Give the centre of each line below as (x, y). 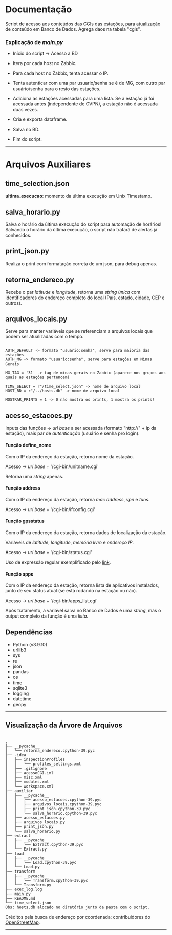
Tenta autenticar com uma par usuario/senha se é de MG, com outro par (89, 83)
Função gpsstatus (25, 521)
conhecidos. (18, 235)
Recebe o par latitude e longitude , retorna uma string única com (73, 292)
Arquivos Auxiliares (48, 165)
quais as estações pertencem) (38, 377)
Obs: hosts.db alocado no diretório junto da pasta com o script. (78, 907)
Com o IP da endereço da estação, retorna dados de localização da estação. (86, 532)
